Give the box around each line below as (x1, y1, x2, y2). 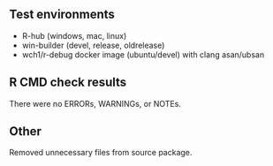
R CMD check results (9, 75, 127, 90)
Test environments (9, 7, 115, 22)
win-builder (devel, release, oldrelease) (21, 40, 165, 50)
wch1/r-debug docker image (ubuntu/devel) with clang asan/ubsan (21, 49, 265, 60)
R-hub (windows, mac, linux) (21, 30, 127, 41)
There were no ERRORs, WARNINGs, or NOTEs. (9, 98, 181, 109)
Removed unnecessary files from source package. (9, 147, 193, 158)
